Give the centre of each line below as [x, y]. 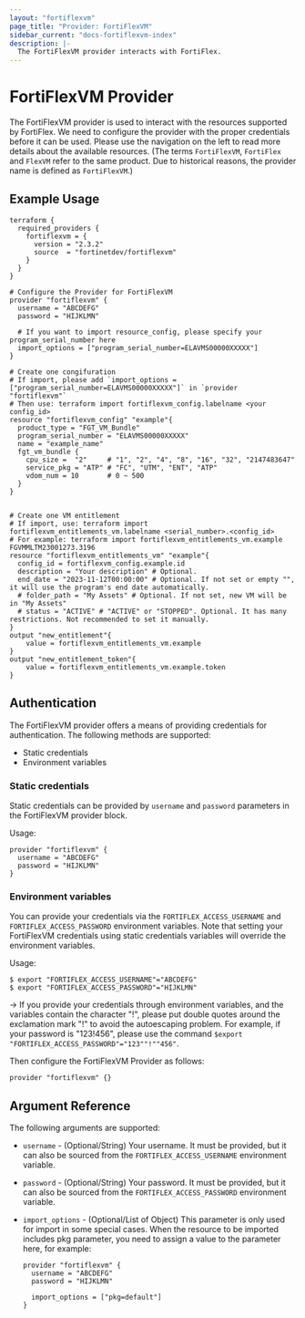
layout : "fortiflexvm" [52, 18]
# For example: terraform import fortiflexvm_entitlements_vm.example [146, 539]
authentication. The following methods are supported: [110, 734]
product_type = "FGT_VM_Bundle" [79, 428]
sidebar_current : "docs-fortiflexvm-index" [93, 35]
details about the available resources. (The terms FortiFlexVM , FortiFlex [146, 151]
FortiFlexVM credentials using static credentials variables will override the [148, 936]
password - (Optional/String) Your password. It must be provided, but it [154, 1183]
